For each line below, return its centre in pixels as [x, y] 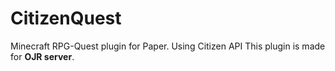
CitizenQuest [66, 18]
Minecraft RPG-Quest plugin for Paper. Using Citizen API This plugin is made [168, 46]
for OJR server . [42, 56]
